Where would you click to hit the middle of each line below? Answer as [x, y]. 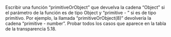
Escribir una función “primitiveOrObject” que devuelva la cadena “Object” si [85, 7]
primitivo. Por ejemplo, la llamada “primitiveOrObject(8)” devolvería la [78, 18]
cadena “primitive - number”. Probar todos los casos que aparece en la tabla [86, 23]
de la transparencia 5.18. [31, 29]
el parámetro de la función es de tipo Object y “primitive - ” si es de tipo [81, 13]
